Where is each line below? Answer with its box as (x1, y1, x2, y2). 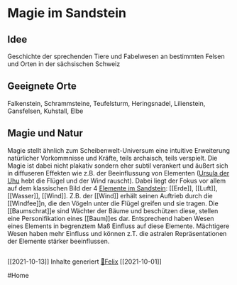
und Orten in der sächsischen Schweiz (7, 60, 121, 68)
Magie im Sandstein (7, 5, 126, 21)
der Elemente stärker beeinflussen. (7, 237, 110, 245)
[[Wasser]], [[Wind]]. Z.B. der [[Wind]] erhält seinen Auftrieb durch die (7, 191, 213, 200)
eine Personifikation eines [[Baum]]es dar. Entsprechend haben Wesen (7, 214, 214, 222)
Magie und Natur (7, 127, 84, 139)
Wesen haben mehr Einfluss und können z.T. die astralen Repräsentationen (7, 229, 227, 237)
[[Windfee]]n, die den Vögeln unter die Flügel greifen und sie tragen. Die (7, 199, 219, 208)
